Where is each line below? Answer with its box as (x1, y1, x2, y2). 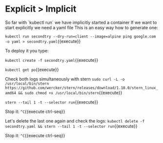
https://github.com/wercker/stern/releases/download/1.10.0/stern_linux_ (5, 85, 159, 90)
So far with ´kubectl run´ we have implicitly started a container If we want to (5, 19, 157, 25)
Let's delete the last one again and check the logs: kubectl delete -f (5, 118, 145, 124)
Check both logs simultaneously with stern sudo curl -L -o (5, 76, 125, 82)
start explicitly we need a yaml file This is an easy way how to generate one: (5, 24, 158, 30)
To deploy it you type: (5, 48, 49, 54)
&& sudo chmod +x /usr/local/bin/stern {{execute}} (18, 89, 122, 95)
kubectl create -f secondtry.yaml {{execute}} (5, 57, 99, 63)
